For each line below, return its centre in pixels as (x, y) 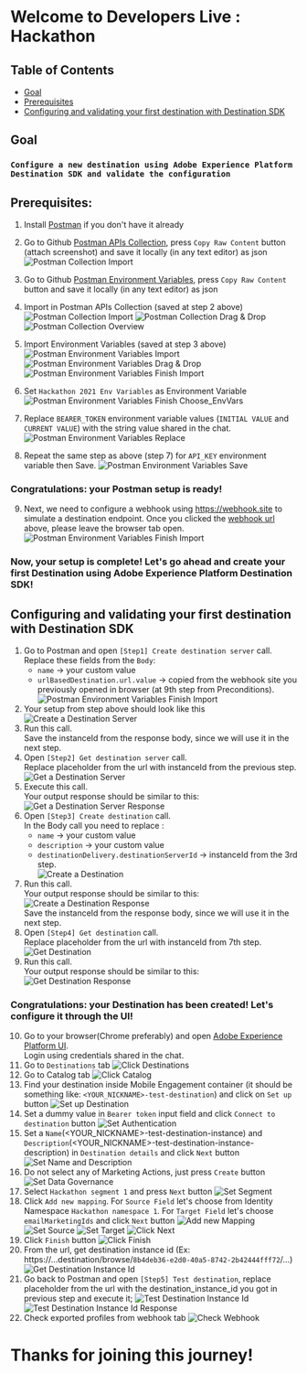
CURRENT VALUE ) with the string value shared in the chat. (127, 428)
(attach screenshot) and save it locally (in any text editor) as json (145, 252)
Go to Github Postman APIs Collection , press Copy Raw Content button (154, 242)
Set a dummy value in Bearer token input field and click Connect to (149, 1114)
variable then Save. (60, 466)
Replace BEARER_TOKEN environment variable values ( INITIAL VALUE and (156, 419)
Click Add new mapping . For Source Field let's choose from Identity (148, 1201)
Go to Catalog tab (57, 1075)
